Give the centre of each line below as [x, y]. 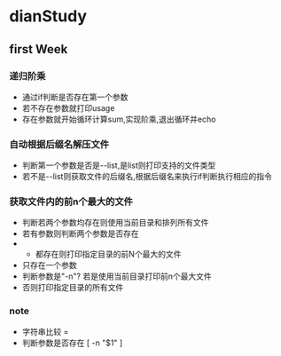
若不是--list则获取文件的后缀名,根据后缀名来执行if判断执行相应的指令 [147, 177]
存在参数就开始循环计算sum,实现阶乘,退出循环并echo [119, 119]
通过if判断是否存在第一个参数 [75, 97]
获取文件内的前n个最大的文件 [71, 202]
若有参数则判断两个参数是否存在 [80, 233]
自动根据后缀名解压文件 [59, 144]
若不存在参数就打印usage [68, 107]
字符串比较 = [45, 331]
